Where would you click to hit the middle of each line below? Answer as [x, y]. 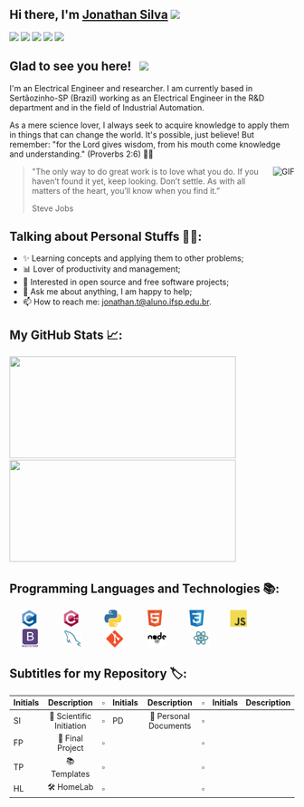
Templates [71, 774]
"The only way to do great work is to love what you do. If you [145, 171]
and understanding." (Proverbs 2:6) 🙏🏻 [81, 154]
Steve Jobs [52, 208]
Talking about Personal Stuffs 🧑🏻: [105, 237]
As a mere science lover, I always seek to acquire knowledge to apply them [149, 125]
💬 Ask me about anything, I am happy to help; [107, 292]
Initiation [70, 725]
